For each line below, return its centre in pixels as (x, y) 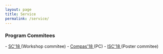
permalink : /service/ (27, 18)
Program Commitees (30, 36)
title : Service (21, 14)
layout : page (18, 9)
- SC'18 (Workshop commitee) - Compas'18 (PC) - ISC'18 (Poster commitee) (82, 46)
